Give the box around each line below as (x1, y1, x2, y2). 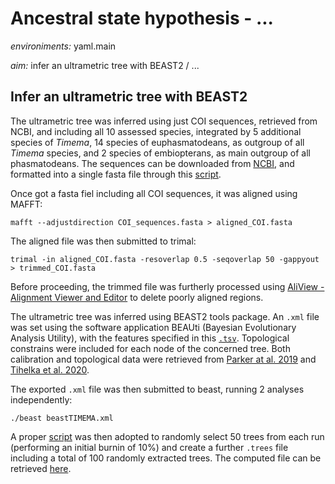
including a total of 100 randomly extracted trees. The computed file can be (10, 452, 322, 464)
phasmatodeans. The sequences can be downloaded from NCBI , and (10, 157, 295, 169)
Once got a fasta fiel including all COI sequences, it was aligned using (10, 187, 298, 199)
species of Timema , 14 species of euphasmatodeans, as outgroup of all (10, 136, 305, 148)
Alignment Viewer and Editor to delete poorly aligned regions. (10, 291, 264, 303)
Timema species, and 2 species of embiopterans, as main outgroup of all (10, 147, 311, 159)
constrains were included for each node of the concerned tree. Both (10, 342, 291, 354)
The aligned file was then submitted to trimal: (10, 235, 197, 247)
